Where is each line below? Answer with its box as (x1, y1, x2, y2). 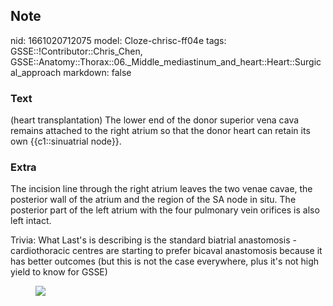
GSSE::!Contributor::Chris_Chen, (10, 45, 143, 57)
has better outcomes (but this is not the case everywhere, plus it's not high (10, 255, 320, 268)
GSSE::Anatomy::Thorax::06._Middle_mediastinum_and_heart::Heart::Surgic (10, 55, 322, 68)
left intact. (10, 215, 52, 227)
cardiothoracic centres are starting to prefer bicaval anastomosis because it (10, 245, 323, 257)
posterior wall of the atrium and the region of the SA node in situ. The (10, 194, 297, 206)
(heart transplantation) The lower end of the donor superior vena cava (10, 114, 300, 126)
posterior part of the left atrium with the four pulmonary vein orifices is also (10, 204, 320, 216)
